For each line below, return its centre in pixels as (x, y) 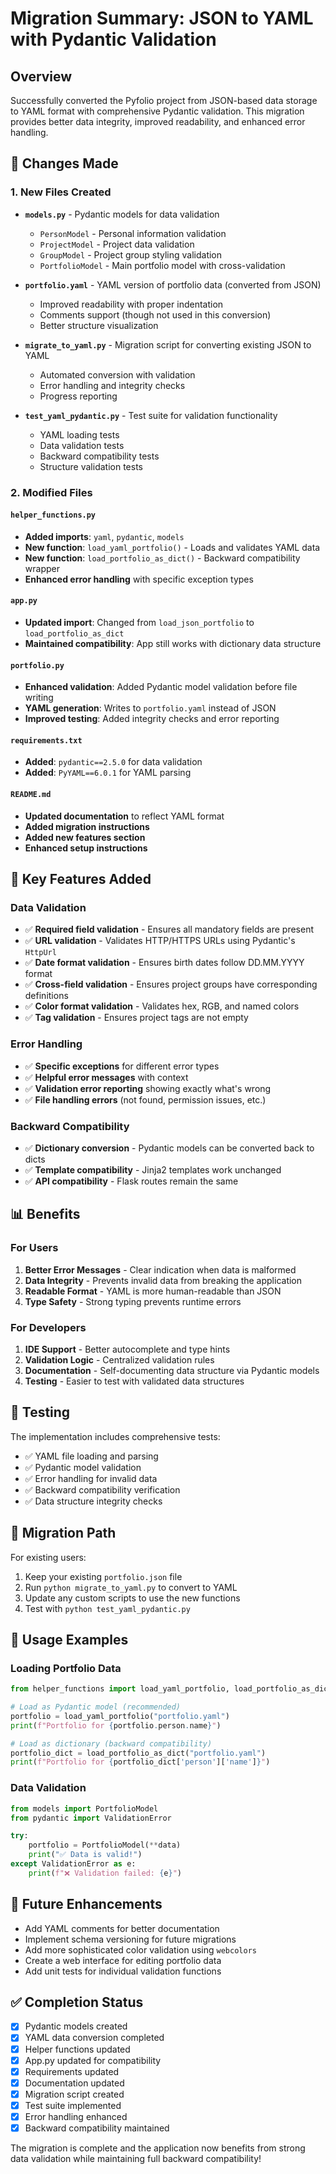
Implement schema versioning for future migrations (130, 1939)
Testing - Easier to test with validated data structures (134, 1381)
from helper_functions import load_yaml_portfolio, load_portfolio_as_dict (171, 1689)
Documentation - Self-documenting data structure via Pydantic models (172, 1370)
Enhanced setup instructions (86, 848)
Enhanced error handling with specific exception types (139, 579)
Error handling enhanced (76, 2116)
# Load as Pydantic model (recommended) (96, 1707)
